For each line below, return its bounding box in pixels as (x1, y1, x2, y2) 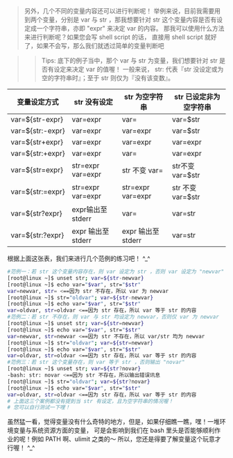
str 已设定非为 (174, 92, 221, 102)
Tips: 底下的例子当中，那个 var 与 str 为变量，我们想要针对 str (41, 56, 218, 65)
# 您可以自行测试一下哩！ (7, 404, 71, 411)
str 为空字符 (123, 92, 164, 102)
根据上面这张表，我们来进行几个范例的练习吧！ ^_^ (7, 254, 150, 262)
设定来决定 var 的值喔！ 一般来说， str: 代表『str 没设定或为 (53, 65, 224, 73)
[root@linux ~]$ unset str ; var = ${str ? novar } (7, 365, 141, 372)
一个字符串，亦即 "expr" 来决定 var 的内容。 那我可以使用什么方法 (36, 24, 225, 32)
